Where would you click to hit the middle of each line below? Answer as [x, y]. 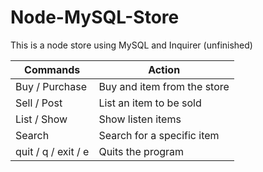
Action [164, 69]
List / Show [41, 119]
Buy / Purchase [51, 86]
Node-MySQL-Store [95, 17]
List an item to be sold [150, 103]
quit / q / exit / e [52, 151]
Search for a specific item [159, 135]
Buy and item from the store [164, 86]
